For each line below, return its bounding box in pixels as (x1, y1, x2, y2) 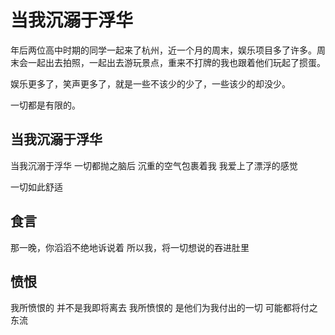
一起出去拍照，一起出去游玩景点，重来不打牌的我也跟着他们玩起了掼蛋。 (27, 56, 326, 68)
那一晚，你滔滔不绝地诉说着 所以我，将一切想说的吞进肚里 (10, 241, 250, 253)
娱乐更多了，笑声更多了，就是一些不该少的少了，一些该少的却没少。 (10, 77, 291, 90)
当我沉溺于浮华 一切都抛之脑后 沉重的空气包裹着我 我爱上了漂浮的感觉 (10, 159, 298, 171)
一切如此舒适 (10, 181, 63, 193)
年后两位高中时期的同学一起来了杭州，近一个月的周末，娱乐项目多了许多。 (10, 44, 317, 56)
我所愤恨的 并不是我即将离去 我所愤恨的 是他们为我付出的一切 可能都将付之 (10, 302, 318, 314)
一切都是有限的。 (10, 99, 81, 111)
